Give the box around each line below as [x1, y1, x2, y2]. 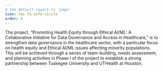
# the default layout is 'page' [5, 7, 71, 12]
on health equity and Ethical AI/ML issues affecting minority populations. [5, 45, 151, 51]
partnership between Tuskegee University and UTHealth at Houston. [5, 60, 143, 66]
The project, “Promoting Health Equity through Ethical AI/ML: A [5, 30, 132, 35]
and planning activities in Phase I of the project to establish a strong [5, 55, 142, 61]
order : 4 [5, 16, 23, 21]
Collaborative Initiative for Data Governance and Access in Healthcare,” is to [5, 35, 158, 40]
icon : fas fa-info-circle [5, 12, 58, 17]
